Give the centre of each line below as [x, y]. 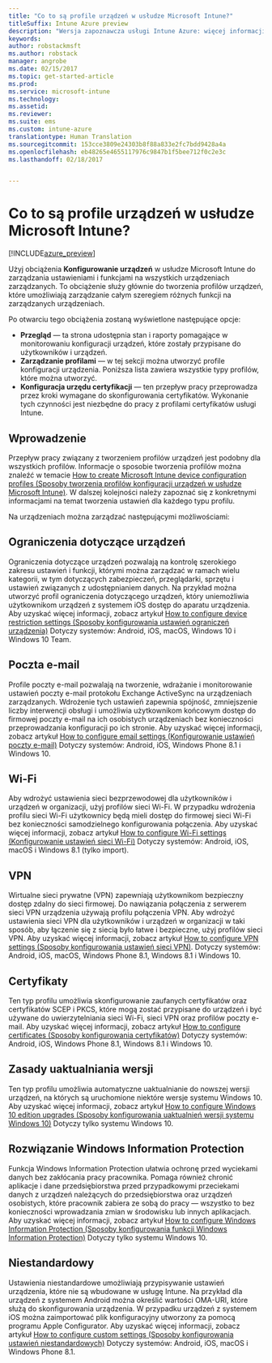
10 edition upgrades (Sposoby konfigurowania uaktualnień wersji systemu [131, 1115]
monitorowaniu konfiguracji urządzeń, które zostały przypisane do [130, 344]
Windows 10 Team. [40, 639]
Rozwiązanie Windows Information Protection [126, 1149]
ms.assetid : [28, 106]
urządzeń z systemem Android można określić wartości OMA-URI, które [128, 1300]
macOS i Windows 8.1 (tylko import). [69, 850]
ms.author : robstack [43, 54]
